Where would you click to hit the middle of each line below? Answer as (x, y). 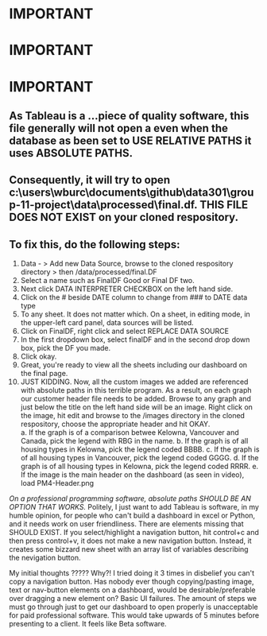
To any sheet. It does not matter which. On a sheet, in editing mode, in (135, 314)
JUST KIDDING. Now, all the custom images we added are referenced (134, 382)
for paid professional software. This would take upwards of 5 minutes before (134, 615)
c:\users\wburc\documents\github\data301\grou (132, 193)
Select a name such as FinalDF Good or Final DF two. (108, 281)
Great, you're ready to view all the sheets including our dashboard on (134, 365)
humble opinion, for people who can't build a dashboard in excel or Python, (132, 516)
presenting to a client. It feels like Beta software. (88, 624)
